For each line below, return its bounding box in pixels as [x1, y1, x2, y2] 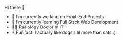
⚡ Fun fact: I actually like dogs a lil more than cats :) [11, 29, 116, 35]
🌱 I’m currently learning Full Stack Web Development [11, 19, 118, 25]
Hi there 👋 [4, 5, 25, 10]
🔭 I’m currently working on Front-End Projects [11, 14, 104, 19]
